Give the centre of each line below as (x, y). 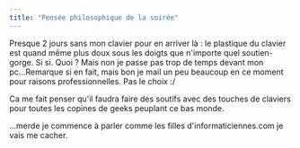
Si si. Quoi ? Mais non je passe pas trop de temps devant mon (150, 62)
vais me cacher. (39, 135)
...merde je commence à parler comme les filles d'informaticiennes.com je (146, 126)
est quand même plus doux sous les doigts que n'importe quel (125, 52)
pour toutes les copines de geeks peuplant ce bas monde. (117, 108)
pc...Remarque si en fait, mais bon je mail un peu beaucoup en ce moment (146, 72)
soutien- (258, 52)
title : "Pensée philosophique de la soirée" (94, 17)
